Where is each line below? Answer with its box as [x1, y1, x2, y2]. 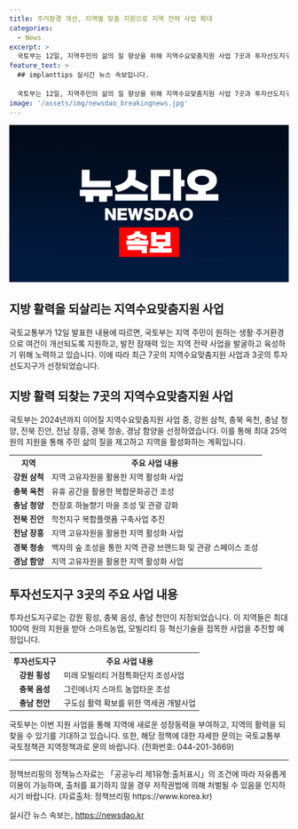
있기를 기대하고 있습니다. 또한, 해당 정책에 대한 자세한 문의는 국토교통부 [35, 729, 281, 741]
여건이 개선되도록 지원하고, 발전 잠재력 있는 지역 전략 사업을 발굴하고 [25, 338, 263, 348]
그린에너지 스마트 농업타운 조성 [63, 684, 170, 695]
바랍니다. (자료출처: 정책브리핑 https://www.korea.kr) [25, 791, 213, 801]
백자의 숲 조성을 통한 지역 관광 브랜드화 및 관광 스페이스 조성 [51, 542, 259, 553]
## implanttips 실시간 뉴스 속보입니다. [17, 71, 150, 80]
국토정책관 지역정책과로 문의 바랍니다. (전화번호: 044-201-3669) [9, 741, 235, 752]
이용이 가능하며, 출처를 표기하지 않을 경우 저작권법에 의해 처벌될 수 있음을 [9, 779, 263, 790]
